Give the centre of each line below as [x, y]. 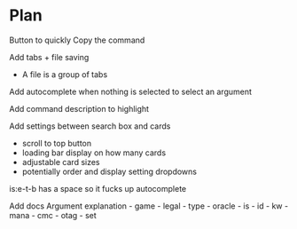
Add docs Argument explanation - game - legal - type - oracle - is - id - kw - [149, 206]
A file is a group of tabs [65, 74]
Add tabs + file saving [49, 57]
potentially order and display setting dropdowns [109, 171]
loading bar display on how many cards [94, 153]
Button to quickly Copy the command [77, 40]
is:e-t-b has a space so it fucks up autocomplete [98, 188]
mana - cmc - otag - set [53, 215]
